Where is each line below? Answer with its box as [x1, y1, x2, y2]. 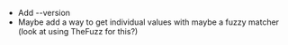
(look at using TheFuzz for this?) [17, 26, 139, 36]
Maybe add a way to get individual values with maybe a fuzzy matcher [17, 17, 280, 27]
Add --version [17, 8, 70, 18]
